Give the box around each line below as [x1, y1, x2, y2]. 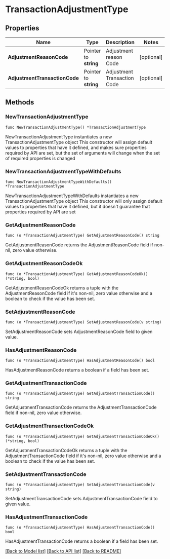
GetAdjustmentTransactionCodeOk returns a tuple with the [5, 447, 127, 453]
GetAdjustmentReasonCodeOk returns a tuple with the [5, 285, 119, 291]
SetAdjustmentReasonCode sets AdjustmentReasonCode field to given [5, 328, 153, 334]
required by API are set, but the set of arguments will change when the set [5, 150, 160, 156]
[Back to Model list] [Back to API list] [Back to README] [5, 548, 121, 554]
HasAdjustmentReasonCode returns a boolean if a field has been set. [5, 367, 149, 373]
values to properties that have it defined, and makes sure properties [5, 144, 147, 151]
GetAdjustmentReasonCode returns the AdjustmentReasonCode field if [5, 242, 153, 248]
